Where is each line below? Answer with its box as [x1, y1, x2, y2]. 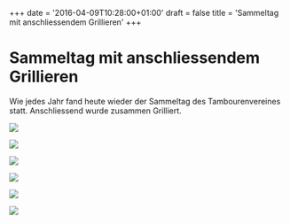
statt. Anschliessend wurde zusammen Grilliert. [9, 105, 182, 116]
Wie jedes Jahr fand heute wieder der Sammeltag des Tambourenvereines [9, 96, 281, 106]
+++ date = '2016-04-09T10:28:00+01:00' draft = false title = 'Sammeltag [9, 8, 279, 18]
